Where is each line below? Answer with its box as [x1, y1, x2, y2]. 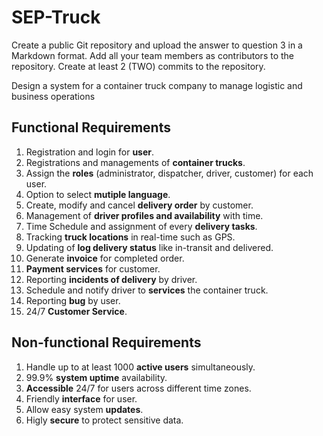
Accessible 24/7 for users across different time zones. [25, 382, 252, 394]
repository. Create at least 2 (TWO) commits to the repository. [11, 60, 266, 72]
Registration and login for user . [25, 146, 155, 158]
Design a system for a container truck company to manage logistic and [11, 79, 303, 91]
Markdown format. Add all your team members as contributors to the [11, 49, 295, 61]
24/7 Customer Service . [25, 305, 128, 317]
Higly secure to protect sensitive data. [25, 414, 184, 426]
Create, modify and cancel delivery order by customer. [25, 199, 254, 211]
